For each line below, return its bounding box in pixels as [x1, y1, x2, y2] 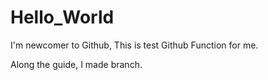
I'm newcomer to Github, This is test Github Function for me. [10, 39, 259, 51]
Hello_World [10, 6, 115, 29]
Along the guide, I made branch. [10, 58, 143, 70]
